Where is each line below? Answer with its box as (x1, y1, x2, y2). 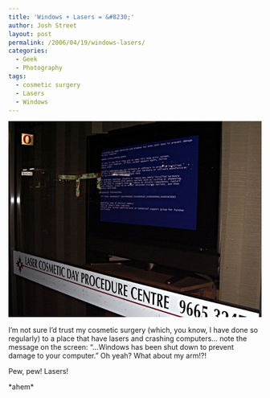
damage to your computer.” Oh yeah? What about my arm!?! (8, 351, 207, 360)
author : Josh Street (8, 21, 78, 30)
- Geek (15, 55, 38, 64)
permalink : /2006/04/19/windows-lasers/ (8, 39, 146, 47)
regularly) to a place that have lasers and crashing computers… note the (8, 334, 247, 343)
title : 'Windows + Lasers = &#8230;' (8, 13, 135, 21)
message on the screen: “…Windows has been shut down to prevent (8, 342, 235, 351)
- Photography (15, 64, 63, 72)
